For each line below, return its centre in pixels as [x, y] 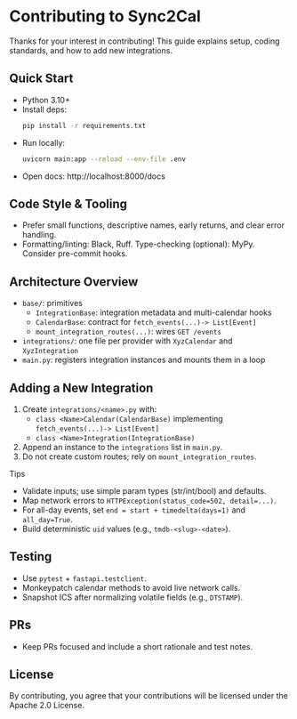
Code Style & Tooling [68, 203]
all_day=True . [47, 519]
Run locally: [43, 142]
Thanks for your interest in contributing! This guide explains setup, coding [144, 41]
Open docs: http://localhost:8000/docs [94, 176]
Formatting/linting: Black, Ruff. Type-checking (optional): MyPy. [138, 244]
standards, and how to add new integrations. [91, 50]
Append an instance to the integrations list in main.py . [122, 447]
